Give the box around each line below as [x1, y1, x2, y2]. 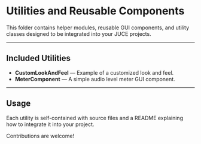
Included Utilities [6, 53, 71, 63]
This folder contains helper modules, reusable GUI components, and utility [6, 24, 190, 31]
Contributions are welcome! [6, 132, 75, 139]
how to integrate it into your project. [6, 121, 95, 128]
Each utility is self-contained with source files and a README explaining [6, 114, 184, 121]
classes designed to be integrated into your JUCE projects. [6, 30, 151, 37]
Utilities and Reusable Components [6, 4, 185, 18]
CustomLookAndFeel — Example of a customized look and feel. [14, 69, 174, 76]
